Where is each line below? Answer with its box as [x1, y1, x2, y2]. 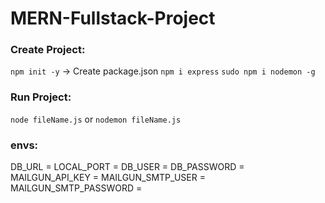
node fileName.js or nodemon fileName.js [10, 113, 182, 125]
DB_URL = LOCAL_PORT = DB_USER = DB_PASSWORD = [10, 161, 245, 173]
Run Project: [10, 90, 72, 104]
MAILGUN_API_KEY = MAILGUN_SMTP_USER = [10, 172, 206, 184]
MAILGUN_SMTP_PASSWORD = [10, 182, 143, 194]
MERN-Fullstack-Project [10, 7, 216, 30]
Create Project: [10, 43, 86, 57]
